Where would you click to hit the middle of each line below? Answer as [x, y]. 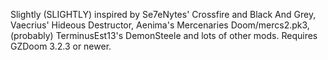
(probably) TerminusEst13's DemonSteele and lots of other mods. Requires [164, 35]
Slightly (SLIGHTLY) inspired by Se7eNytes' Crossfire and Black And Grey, [163, 14]
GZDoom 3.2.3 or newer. [61, 46]
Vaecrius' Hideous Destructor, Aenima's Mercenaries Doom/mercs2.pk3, [160, 25]
